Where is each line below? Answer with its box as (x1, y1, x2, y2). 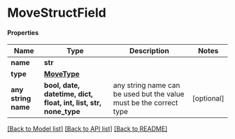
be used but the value (113, 89, 185, 99)
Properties (7, 28, 39, 36)
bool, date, (44, 80, 80, 90)
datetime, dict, (44, 89, 93, 99)
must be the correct (113, 98, 178, 108)
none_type (44, 107, 80, 117)
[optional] (192, 94, 225, 103)
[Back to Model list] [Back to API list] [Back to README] (7, 124, 168, 133)
